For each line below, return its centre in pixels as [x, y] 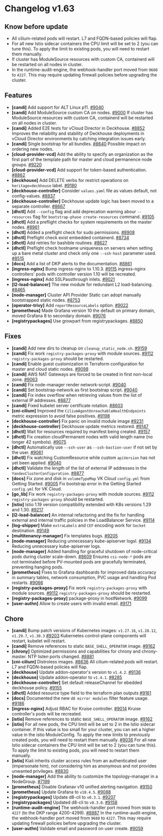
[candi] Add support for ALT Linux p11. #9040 [58, 107]
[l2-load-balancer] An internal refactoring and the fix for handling [78, 515]
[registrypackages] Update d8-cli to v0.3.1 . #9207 [63, 797]
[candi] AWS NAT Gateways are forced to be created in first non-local [82, 374]
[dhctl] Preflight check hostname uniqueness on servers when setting [82, 248]
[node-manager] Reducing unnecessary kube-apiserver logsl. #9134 [81, 541]
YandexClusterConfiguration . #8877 [48, 473]
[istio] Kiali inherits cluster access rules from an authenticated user [79, 761]
